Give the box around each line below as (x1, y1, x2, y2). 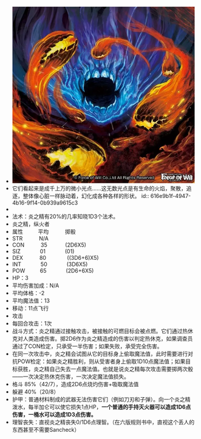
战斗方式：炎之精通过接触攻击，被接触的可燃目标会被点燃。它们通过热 (12, 327, 188, 335)
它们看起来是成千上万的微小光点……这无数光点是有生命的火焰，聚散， (12, 185, 186, 192)
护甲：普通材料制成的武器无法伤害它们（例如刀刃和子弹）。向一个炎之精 (12, 396, 191, 403)
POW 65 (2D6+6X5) (12, 267, 94, 274)
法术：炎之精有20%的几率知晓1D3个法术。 (12, 213, 119, 220)
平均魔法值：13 (12, 297, 50, 304)
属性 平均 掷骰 (12, 228, 76, 236)
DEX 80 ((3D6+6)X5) (12, 254, 99, 262)
